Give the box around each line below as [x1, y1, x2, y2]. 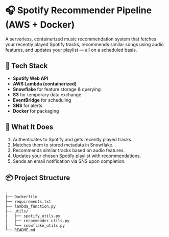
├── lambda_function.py [5, 204, 56, 209]
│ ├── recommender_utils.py [5, 218, 70, 223]
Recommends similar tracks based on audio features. [12, 147, 125, 153]
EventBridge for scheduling [12, 97, 71, 103]
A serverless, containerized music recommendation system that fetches [5, 36, 157, 42]
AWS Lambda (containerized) [12, 80, 77, 87]
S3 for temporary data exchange [12, 91, 82, 98]
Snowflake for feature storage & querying [12, 86, 101, 92]
